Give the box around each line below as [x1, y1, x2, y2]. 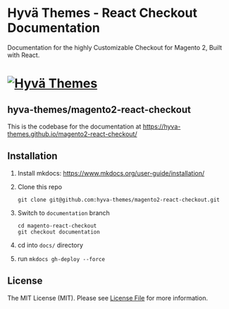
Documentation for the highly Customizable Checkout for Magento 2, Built [7, 43, 223, 51]
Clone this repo [17, 182, 62, 191]
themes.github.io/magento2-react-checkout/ [7, 129, 137, 138]
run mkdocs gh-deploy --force [17, 254, 106, 262]
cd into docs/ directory [17, 241, 83, 249]
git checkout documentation [17, 228, 100, 236]
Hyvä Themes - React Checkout [7, 5, 197, 21]
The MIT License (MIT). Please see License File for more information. [7, 293, 208, 302]
